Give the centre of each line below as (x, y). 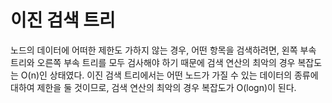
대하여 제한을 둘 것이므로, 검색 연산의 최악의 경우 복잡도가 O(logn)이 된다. (153, 87)
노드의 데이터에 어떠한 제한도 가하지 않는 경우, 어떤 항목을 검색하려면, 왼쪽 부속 (163, 50)
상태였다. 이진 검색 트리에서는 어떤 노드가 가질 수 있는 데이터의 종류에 (184, 75)
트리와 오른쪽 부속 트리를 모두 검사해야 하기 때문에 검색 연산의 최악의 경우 (153, 62)
